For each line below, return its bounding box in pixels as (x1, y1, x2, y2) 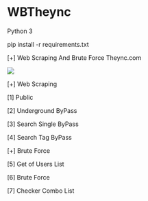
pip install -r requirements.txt (7, 40, 89, 48)
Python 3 (7, 27, 33, 35)
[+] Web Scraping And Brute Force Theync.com (7, 53, 142, 62)
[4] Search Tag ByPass (7, 133, 72, 141)
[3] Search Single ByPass (7, 120, 79, 128)
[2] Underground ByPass (7, 106, 77, 114)
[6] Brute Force (7, 173, 50, 181)
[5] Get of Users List (7, 160, 64, 168)
